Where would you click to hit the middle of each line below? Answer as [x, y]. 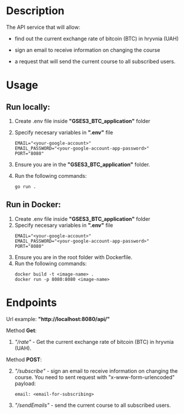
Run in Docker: [34, 205]
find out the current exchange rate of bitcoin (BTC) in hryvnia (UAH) [97, 38]
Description [35, 11]
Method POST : [24, 359]
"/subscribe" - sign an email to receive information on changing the [96, 371]
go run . [25, 187]
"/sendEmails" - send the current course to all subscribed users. [93, 405]
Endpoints [31, 302]
